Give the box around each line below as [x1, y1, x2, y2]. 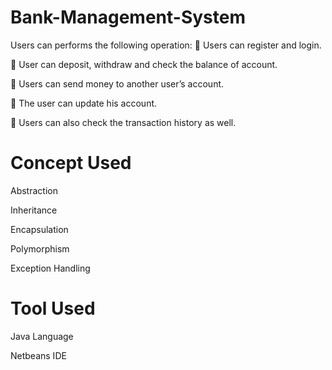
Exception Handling [10, 262, 91, 274]
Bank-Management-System [10, 6, 246, 29]
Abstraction [10, 184, 58, 196]
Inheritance [10, 204, 58, 216]
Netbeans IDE [10, 349, 67, 361]
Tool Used [10, 297, 96, 320]
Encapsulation [10, 223, 69, 235]
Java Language [10, 330, 74, 342]
